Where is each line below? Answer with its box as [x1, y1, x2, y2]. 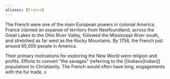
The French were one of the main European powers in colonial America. [5, 21, 156, 27]
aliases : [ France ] [5, 7, 44, 13]
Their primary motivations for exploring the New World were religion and [5, 53, 157, 59]
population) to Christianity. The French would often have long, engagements [5, 63, 165, 69]
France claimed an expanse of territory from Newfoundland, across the [5, 26, 154, 33]
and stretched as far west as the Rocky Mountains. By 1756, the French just [5, 37, 163, 44]
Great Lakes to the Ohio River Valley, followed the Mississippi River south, [5, 32, 159, 38]
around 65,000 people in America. [5, 43, 77, 49]
